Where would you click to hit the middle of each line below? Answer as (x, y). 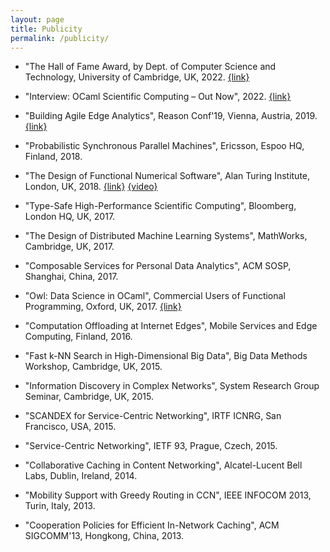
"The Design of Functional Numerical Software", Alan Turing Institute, (167, 176)
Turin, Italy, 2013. (60, 506)
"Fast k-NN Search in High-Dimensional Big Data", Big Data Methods (166, 356)
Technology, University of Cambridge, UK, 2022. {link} (137, 77)
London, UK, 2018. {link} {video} (91, 187)
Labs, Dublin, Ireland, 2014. (81, 476)
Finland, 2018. (53, 157)
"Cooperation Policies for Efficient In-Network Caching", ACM (152, 525)
